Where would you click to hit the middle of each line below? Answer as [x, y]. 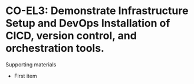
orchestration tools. [55, 48]
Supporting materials [31, 64]
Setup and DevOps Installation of [88, 23]
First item [25, 76]
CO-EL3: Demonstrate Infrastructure [97, 11]
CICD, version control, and [71, 36]
